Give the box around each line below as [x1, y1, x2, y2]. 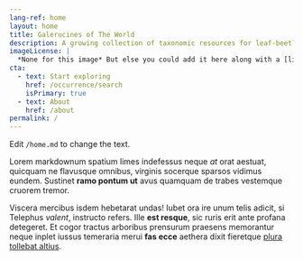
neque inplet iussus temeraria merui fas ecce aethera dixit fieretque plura [9, 231, 282, 242]
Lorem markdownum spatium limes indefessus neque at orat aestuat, [9, 156, 267, 167]
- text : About [17, 97, 70, 107]
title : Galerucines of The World [9, 30, 135, 39]
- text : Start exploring [17, 72, 111, 81]
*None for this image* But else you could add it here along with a [17, 55, 280, 64]
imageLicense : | [9, 47, 70, 56]
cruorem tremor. [9, 185, 70, 196]
